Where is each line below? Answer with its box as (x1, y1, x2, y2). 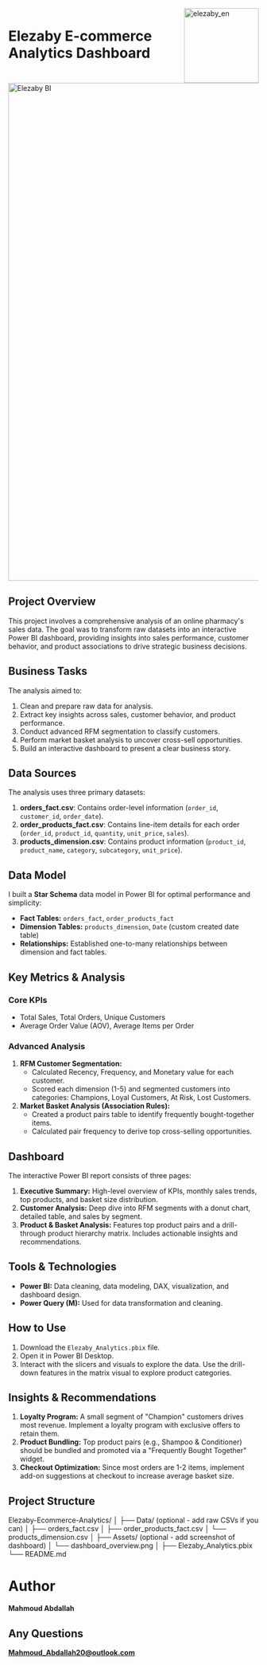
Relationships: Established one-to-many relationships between (19, 939, 228, 949)
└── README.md (8, 1549, 67, 1559)
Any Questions (8, 1627, 83, 1640)
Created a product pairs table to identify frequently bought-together (31, 1110, 254, 1119)
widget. (19, 1454, 45, 1464)
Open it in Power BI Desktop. (19, 1350, 114, 1361)
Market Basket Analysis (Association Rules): (19, 1101, 171, 1111)
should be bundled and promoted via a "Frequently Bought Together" (19, 1446, 247, 1455)
